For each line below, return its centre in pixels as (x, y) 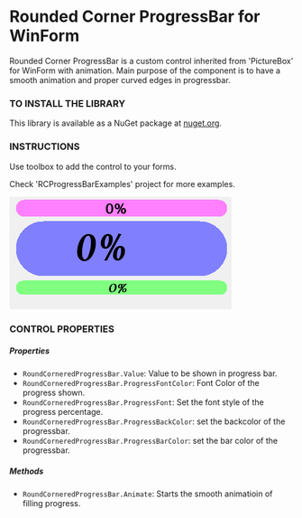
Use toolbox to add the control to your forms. (93, 166)
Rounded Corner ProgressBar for (135, 17)
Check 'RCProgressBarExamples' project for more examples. (123, 184)
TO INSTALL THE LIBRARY (68, 103)
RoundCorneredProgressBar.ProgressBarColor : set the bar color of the (150, 441)
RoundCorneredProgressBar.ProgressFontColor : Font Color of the (141, 383)
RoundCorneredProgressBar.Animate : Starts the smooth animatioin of (147, 494)
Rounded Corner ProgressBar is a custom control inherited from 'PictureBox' (151, 61)
